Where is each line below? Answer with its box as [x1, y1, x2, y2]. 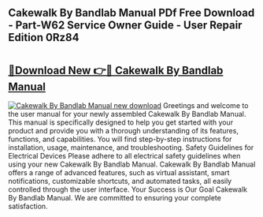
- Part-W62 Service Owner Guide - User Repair [8, 19, 243, 32]
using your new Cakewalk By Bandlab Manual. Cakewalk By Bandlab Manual [8, 159, 256, 169]
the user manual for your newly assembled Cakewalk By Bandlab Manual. [8, 110, 246, 118]
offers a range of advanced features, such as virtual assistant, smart [8, 168, 230, 177]
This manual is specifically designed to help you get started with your [8, 118, 234, 127]
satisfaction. [8, 201, 49, 211]
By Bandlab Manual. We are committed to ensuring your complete [8, 193, 222, 202]
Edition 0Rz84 [8, 31, 80, 44]
